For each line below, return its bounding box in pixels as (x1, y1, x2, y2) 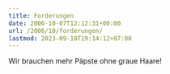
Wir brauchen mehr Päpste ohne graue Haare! (8, 56, 162, 66)
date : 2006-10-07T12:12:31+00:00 (8, 19, 121, 27)
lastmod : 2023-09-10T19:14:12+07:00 (8, 34, 132, 43)
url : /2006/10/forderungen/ (8, 27, 104, 35)
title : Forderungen (8, 11, 74, 20)
